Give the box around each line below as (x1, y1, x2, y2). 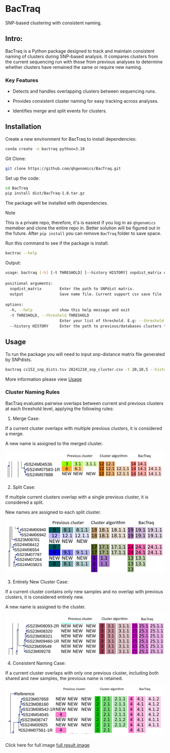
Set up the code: (5, 175, 40, 181)
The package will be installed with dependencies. (5, 200, 108, 206)
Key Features (5, 76, 39, 84)
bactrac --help (5, 251, 37, 256)
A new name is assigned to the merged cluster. (5, 440, 103, 446)
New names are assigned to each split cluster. (5, 509, 101, 515)
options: (5, 302, 24, 307)
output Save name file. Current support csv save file (10, 292, 162, 297)
